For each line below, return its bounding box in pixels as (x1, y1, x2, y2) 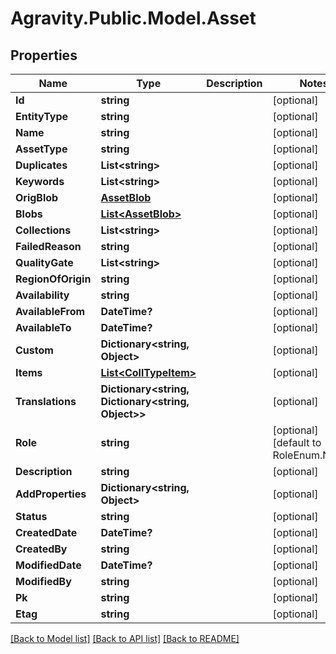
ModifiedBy (15, 575, 72, 588)
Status (15, 510, 48, 523)
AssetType (15, 142, 68, 156)
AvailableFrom (15, 305, 86, 318)
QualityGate (15, 256, 74, 269)
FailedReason (15, 240, 82, 253)
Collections (15, 223, 72, 237)
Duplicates (15, 158, 68, 172)
